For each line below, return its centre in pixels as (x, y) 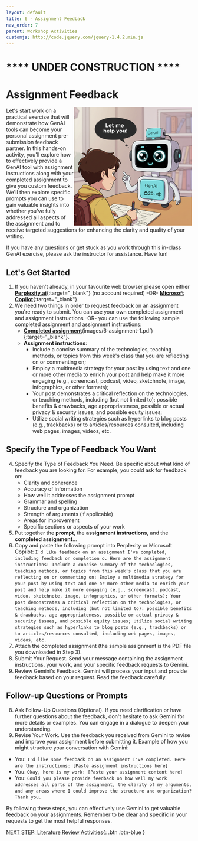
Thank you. (28, 797)
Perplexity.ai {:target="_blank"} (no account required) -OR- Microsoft (99, 293)
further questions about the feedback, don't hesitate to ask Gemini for (99, 716)
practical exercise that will (38, 117)
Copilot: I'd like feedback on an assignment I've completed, (91, 552)
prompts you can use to (35, 198)
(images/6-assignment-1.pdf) (117, 331)
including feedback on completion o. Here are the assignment (93, 558)
